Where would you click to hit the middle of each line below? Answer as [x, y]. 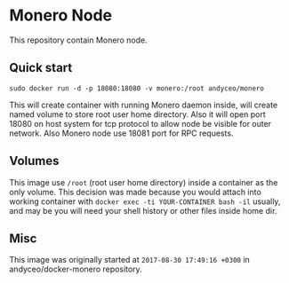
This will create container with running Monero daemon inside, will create [144, 105]
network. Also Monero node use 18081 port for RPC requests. [121, 133]
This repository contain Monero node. [79, 40]
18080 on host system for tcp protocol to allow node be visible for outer [140, 123]
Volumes [34, 161]
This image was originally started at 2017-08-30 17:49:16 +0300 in [130, 260]
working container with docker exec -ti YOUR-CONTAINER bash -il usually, [145, 201]
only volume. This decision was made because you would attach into [136, 192]
